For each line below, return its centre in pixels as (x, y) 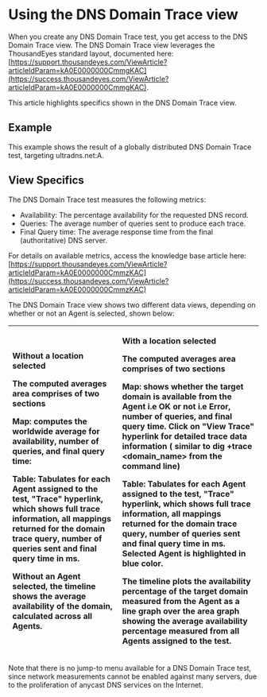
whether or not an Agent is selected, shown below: (91, 313)
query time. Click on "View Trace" (188, 426)
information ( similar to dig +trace (187, 446)
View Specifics (46, 180)
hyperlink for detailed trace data (185, 436)
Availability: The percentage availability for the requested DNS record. (134, 215)
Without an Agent (46, 576)
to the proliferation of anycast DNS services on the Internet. (106, 684)
